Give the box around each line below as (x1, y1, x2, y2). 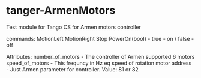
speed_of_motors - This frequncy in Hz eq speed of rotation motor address (6, 59, 192, 67)
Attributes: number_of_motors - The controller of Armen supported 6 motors (6, 53, 195, 60)
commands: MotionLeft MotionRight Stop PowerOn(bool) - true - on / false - (6, 35, 194, 42)
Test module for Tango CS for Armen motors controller (6, 23, 141, 31)
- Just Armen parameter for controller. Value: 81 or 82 (6, 65, 139, 73)
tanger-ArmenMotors (6, 4, 116, 17)
